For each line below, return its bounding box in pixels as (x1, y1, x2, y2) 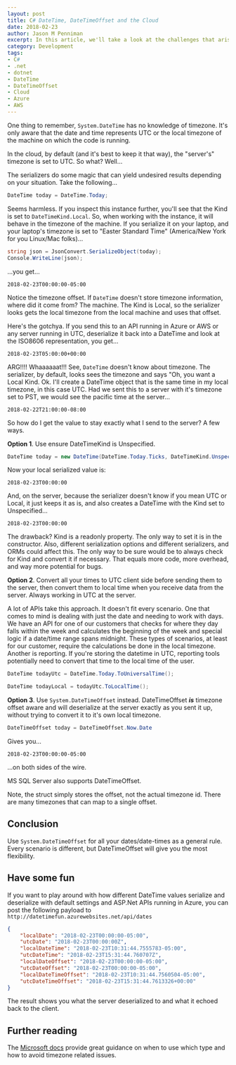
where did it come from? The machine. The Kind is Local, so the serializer (7, 300, 220, 309)
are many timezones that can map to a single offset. (7, 798, 157, 806)
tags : (7, 50, 23, 57)
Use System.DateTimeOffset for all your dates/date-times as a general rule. (7, 837, 223, 845)
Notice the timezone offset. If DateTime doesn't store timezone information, (7, 293, 223, 302)
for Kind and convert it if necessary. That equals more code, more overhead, (7, 555, 229, 563)
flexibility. (7, 851, 35, 860)
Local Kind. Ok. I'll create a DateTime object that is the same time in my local (7, 377, 228, 386)
